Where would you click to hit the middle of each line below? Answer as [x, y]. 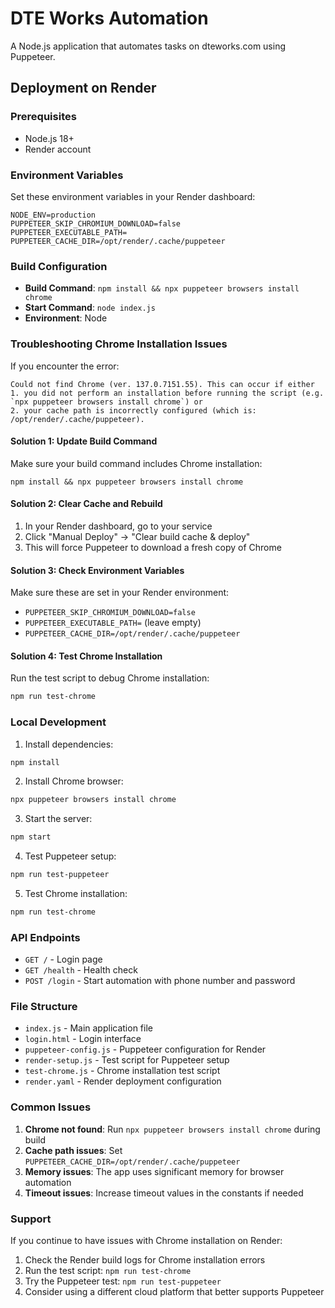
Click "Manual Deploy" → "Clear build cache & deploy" [137, 536]
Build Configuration [59, 266]
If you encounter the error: [65, 366]
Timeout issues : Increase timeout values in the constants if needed [164, 1193]
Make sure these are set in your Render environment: [120, 593]
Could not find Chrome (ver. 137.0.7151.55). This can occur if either [162, 384]
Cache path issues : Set [73, 1150]
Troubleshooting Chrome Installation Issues [119, 344]
